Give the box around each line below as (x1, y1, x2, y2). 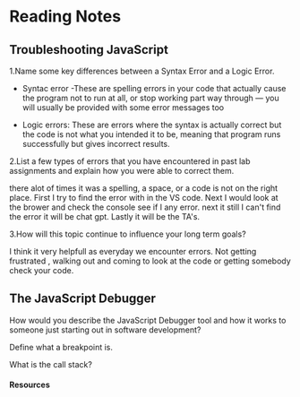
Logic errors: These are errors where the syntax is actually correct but (21, 119, 282, 130)
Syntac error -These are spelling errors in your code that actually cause (21, 83, 287, 93)
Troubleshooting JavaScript (9, 42, 168, 57)
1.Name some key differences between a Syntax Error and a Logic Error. (9, 65, 275, 76)
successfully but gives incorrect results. (21, 139, 170, 149)
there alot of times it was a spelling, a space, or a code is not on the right (9, 183, 279, 194)
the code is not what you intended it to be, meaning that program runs (21, 129, 281, 140)
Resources (9, 379, 51, 391)
